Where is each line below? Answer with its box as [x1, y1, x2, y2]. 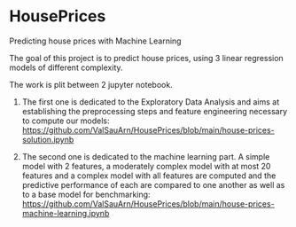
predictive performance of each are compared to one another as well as [21, 179, 285, 190]
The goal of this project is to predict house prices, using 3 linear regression [9, 52, 284, 63]
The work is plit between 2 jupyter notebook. [9, 79, 173, 90]
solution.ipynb [21, 134, 74, 145]
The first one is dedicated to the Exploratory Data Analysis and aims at [21, 96, 280, 107]
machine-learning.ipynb [21, 207, 110, 218]
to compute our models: [21, 115, 110, 126]
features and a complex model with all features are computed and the [21, 170, 277, 181]
